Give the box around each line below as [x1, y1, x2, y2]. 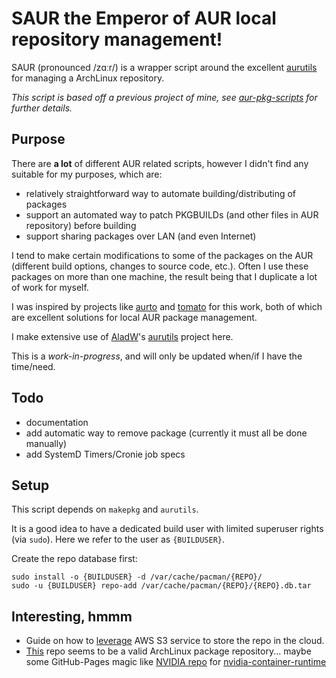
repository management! [11, 28, 223, 51]
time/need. [11, 360, 56, 372]
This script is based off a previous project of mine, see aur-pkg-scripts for [11, 91, 318, 103]
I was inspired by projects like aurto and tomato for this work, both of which [11, 300, 323, 312]
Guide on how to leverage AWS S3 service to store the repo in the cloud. [25, 635, 325, 647]
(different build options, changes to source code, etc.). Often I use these [11, 260, 309, 272]
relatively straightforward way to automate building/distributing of [25, 187, 297, 199]
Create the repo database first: [11, 553, 138, 565]
